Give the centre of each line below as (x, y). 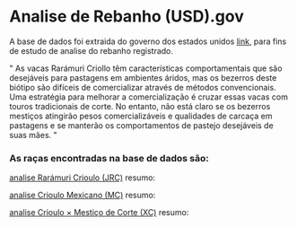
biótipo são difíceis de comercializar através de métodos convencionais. (143, 87)
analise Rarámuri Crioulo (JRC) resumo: (82, 178)
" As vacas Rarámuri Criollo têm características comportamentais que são (146, 68)
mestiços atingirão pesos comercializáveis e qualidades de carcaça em (141, 116)
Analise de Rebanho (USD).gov (127, 17)
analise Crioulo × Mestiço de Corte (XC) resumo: (99, 213)
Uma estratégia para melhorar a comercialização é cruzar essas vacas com (149, 97)
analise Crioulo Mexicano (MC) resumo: (83, 196)
